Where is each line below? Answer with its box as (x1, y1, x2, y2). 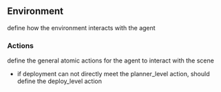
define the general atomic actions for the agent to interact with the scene (7, 56, 215, 65)
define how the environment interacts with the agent (7, 23, 156, 32)
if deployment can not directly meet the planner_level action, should (17, 70, 210, 78)
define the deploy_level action (17, 77, 102, 85)
